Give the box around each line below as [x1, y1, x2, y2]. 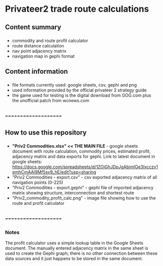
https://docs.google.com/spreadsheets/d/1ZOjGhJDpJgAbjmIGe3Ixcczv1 [12, 164, 158, 170]
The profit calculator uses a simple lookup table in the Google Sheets [5, 240, 144, 246]
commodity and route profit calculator [12, 38, 89, 44]
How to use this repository [5, 128, 87, 136]
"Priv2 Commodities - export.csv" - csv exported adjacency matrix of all [12, 174, 157, 180]
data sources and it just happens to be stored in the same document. [5, 256, 143, 262]
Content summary [5, 23, 62, 31]
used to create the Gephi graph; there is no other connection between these [5, 250, 158, 256]
